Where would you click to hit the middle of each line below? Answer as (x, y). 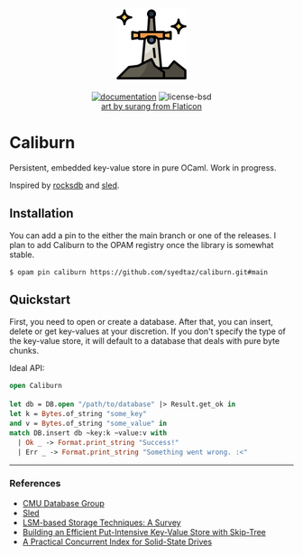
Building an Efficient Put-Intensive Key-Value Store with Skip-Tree (144, 532)
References (35, 484)
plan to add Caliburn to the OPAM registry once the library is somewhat (142, 245)
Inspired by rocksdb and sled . (64, 185)
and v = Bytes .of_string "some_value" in (88, 424)
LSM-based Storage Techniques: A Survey (102, 523)
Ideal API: (27, 367)
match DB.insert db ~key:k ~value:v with (88, 433)
